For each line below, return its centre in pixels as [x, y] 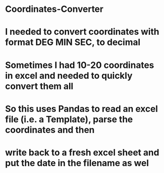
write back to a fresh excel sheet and [82, 152]
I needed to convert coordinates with [82, 32]
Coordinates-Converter [54, 9]
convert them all [39, 86]
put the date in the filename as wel [77, 163]
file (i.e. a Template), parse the [69, 119]
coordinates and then [50, 130]
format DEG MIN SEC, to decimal [73, 42]
